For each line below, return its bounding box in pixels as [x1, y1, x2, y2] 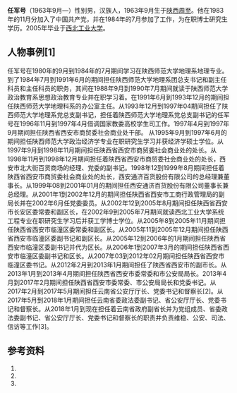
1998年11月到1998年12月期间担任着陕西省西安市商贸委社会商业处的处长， [7, 155, 220, 163]
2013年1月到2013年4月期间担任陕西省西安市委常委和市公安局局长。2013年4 [7, 269, 227, 277]
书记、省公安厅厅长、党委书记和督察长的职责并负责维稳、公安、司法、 [25, 313, 230, 322]
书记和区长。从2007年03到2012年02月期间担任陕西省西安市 [50, 251, 225, 260]
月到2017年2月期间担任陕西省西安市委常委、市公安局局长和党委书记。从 [7, 278, 217, 286]
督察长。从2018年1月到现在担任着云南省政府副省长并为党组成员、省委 [19, 304, 222, 313]
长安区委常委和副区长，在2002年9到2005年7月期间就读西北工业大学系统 [13, 207, 224, 216]
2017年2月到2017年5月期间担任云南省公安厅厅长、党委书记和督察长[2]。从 [7, 286, 224, 295]
